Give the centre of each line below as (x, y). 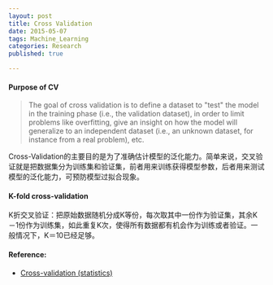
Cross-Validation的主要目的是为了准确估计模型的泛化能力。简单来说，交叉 (132, 156)
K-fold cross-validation (48, 195)
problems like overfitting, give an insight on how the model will (133, 122)
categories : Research (45, 46)
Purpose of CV (34, 87)
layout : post (30, 16)
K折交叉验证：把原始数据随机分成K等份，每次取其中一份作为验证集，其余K (133, 215)
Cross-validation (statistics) (66, 273)
